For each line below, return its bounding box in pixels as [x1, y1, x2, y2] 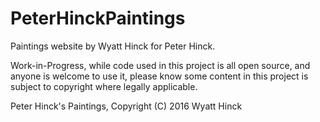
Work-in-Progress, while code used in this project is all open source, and [10, 59, 311, 71]
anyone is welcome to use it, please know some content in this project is [10, 70, 309, 82]
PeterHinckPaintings [10, 7, 186, 30]
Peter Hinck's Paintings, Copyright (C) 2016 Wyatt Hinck [10, 100, 243, 112]
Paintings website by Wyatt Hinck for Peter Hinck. [10, 40, 216, 52]
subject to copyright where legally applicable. [10, 80, 198, 92]
